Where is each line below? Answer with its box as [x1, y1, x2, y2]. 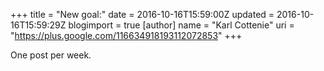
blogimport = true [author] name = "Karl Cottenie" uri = [68, 19, 295, 31]
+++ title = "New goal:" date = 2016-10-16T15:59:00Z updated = [10, 9, 275, 20]
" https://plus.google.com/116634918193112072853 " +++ [10, 30, 243, 41]
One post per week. [10, 49, 92, 61]
